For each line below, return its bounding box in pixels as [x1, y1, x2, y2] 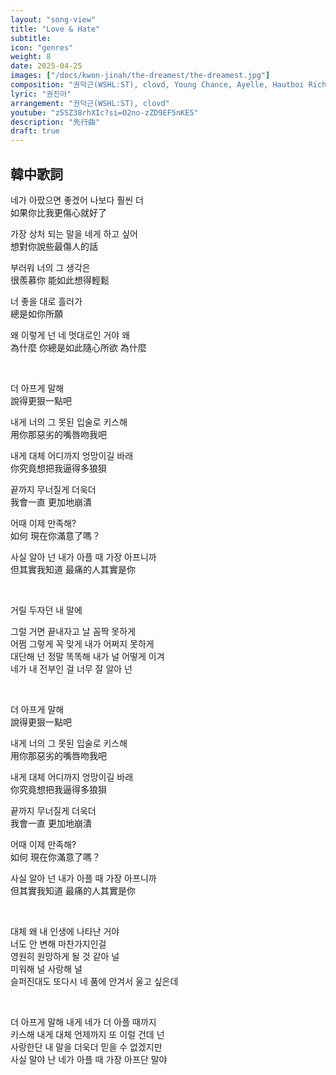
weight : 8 [10, 52, 52, 62]
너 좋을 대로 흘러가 [10, 295, 83, 307]
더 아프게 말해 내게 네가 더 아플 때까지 [10, 1016, 157, 1028]
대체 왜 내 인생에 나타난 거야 [10, 925, 120, 937]
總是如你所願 [10, 307, 63, 320]
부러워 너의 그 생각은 [10, 261, 91, 273]
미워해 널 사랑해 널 [10, 962, 83, 975]
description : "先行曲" [10, 117, 101, 127]
